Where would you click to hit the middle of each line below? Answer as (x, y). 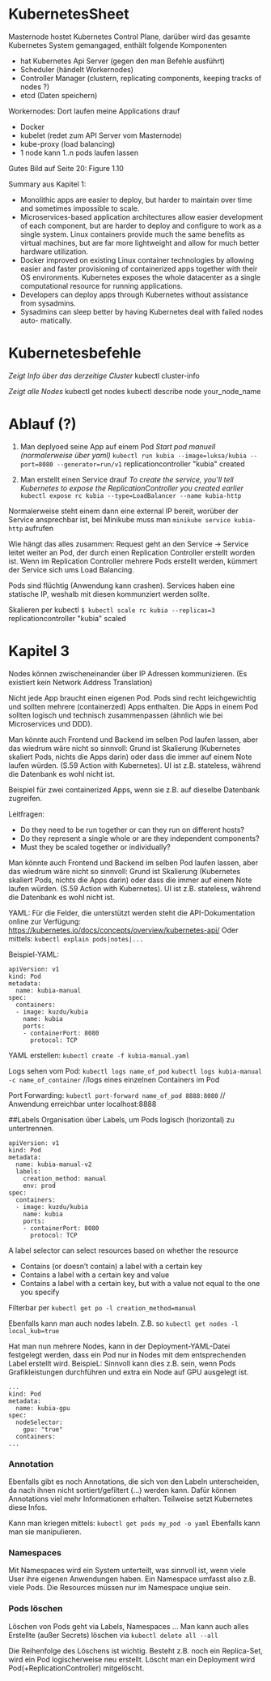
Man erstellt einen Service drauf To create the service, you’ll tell (127, 479)
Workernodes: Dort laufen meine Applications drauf (94, 111)
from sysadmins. (48, 303)
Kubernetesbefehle (75, 353)
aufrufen (39, 528)
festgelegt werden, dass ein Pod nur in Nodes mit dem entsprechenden (127, 1354)
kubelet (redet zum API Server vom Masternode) (101, 135)
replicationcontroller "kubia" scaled (68, 618)
